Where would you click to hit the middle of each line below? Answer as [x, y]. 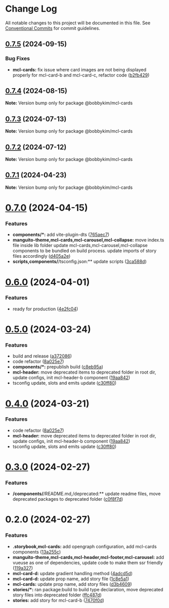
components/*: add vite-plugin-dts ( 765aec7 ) [61, 235]
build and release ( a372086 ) [42, 356]
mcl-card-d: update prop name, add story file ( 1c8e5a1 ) [71, 579]
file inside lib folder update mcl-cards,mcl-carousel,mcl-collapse [80, 246]
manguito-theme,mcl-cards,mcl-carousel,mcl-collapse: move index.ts [88, 240]
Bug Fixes [18, 59]
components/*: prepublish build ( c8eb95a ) [58, 367]
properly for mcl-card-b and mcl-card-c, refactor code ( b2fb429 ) [81, 75]
